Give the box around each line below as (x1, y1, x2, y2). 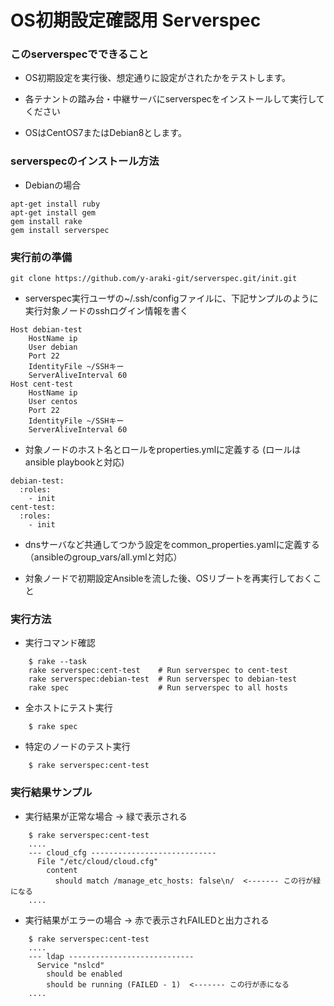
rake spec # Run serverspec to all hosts (28, 683, 288, 693)
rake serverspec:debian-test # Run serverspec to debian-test (28, 674, 298, 685)
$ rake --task (28, 657, 87, 667)
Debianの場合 (24, 179, 82, 191)
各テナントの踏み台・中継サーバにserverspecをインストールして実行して (24, 93, 325, 105)
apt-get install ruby (10, 199, 101, 209)
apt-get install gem (10, 207, 97, 218)
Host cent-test (10, 379, 74, 390)
